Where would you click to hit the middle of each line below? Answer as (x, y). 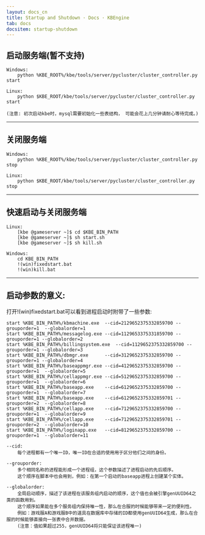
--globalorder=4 (63, 360)
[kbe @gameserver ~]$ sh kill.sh (60, 243)
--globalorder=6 (65, 382)
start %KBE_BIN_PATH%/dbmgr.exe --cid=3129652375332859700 (90, 355)
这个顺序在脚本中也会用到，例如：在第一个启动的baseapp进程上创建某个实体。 (102, 476)
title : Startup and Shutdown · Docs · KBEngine (68, 18)
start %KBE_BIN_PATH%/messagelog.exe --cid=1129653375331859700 (90, 334)
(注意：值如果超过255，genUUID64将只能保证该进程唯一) (80, 526)
